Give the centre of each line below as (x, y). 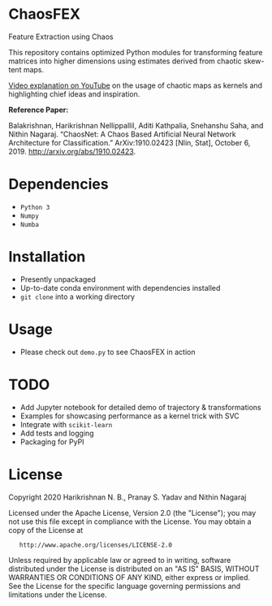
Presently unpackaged (58, 279)
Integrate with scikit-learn (66, 424)
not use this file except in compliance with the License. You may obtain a (130, 522)
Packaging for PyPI (52, 442)
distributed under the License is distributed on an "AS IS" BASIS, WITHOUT (134, 569)
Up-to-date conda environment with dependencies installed (120, 288)
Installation (47, 257)
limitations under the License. (58, 595)
